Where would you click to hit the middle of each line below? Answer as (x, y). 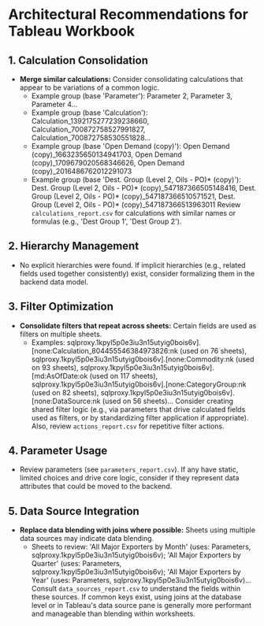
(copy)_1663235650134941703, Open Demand (107, 154)
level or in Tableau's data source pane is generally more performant (141, 606)
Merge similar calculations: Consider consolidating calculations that (131, 79)
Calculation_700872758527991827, (88, 129)
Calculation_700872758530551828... (91, 138)
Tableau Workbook (72, 31)
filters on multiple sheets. (61, 334)
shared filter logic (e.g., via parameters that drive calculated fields (138, 409)
